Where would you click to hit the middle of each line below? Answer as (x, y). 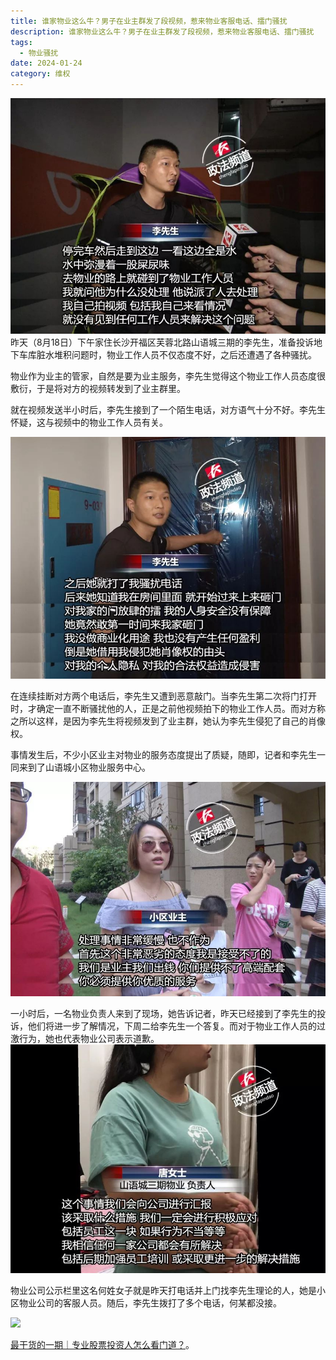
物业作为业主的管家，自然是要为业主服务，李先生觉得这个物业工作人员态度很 (168, 376)
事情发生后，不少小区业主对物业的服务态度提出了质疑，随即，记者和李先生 (163, 755)
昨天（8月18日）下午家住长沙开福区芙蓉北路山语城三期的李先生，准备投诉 (162, 342)
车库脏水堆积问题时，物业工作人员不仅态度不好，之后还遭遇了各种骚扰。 (167, 354)
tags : (21, 42)
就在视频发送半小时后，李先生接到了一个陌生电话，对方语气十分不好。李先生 (168, 409)
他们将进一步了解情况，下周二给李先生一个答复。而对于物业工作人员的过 (176, 1026)
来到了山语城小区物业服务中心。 (84, 767)
